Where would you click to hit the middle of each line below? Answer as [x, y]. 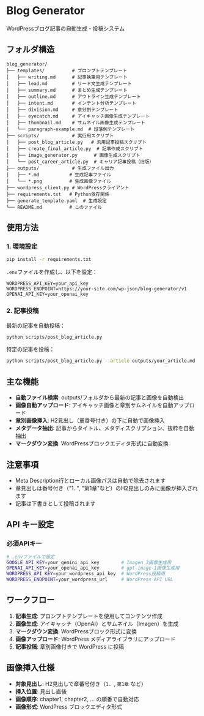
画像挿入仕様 [31, 668]
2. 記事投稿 [23, 311]
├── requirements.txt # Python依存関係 [58, 194]
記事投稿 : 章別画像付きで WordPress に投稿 [69, 646]
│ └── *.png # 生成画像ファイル [59, 181]
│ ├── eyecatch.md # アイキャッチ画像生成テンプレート [78, 116]
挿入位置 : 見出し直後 [41, 691]
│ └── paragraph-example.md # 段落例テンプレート [71, 129]
